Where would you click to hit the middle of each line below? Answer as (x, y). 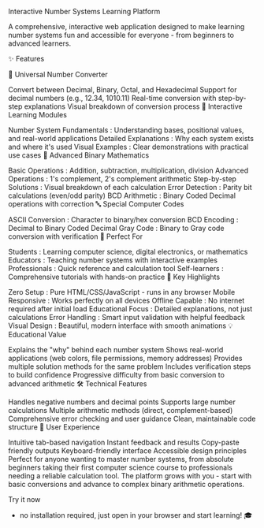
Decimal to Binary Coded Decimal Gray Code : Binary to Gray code (116, 228)
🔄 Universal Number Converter (58, 74)
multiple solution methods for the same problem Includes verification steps (130, 366)
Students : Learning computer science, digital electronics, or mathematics (128, 252)
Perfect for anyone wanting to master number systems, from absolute (121, 459)
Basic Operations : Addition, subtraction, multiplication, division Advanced (128, 170)
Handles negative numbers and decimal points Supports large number (122, 402)
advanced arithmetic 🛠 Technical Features (78, 384)
